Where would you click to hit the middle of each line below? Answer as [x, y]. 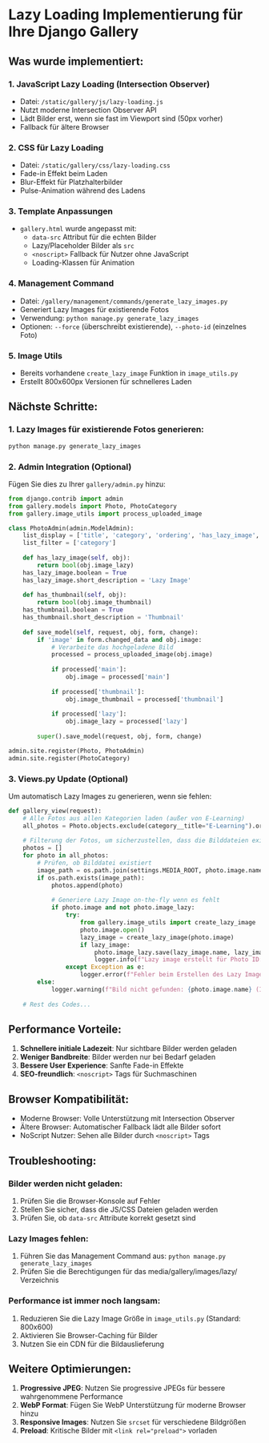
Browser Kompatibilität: [69, 1099]
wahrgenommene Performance [71, 1397]
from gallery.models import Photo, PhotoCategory [93, 506]
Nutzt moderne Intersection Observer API [88, 110]
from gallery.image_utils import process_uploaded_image [105, 514]
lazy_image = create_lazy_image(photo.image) [157, 937]
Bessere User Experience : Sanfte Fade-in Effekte [102, 1065]
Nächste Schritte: [53, 407]
